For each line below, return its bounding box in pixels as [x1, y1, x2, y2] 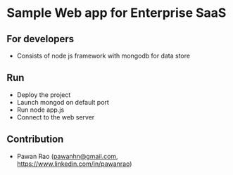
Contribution [6, 134, 64, 145]
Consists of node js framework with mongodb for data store [16, 51, 191, 60]
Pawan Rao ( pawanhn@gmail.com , [16, 152, 118, 160]
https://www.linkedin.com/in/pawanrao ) [16, 160, 132, 168]
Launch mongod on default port [16, 98, 110, 106]
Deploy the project [16, 90, 71, 99]
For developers [6, 33, 75, 45]
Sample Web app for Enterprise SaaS [6, 5, 227, 21]
